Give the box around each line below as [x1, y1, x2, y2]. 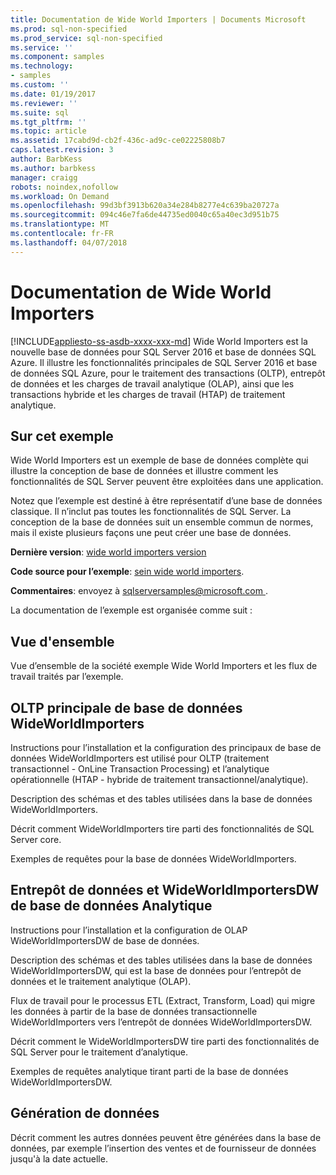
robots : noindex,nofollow [10, 182, 118, 192]
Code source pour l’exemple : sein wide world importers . [10, 566, 245, 578]
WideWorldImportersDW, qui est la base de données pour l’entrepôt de [10, 964, 302, 976]
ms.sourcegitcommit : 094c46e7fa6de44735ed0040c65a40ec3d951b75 [10, 210, 280, 220]
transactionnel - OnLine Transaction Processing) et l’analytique [10, 763, 270, 775]
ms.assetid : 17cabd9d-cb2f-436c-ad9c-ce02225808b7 [10, 136, 226, 146]
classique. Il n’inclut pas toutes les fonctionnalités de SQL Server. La [10, 506, 292, 518]
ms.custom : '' [10, 80, 70, 90]
